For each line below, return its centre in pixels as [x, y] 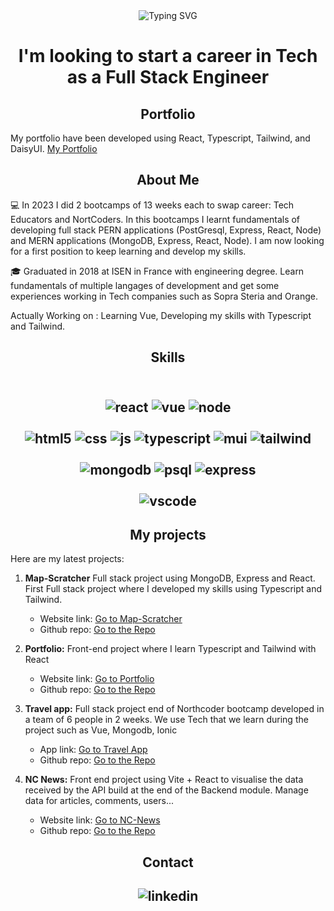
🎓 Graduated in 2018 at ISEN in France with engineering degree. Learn [157, 271]
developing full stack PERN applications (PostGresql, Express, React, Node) [166, 230]
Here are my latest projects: [67, 559]
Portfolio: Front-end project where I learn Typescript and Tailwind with [170, 649]
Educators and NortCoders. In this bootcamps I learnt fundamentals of [155, 219]
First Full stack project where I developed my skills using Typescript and [173, 589]
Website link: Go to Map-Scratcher [111, 619]
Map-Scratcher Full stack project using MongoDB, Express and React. [170, 578]
